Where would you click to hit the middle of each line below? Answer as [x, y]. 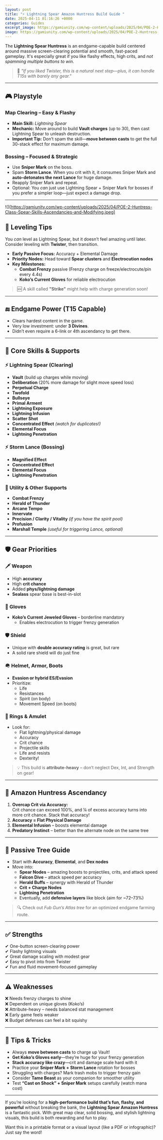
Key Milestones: [29, 264]
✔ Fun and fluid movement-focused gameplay [51, 967]
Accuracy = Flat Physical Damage [47, 820]
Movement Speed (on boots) [48, 704]
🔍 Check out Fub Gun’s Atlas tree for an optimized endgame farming [86, 908]
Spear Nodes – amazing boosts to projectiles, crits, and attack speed [88, 872]
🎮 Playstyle [24, 96]
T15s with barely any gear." [44, 76]
